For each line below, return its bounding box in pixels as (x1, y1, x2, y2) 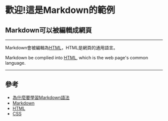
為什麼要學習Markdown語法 (12, 94, 70, 100)
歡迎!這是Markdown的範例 (5, 4, 115, 16)
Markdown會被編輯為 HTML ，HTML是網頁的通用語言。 (5, 45, 118, 50)
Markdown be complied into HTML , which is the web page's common (5, 55, 148, 60)
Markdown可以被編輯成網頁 (5, 26, 92, 34)
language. (5, 60, 26, 66)
